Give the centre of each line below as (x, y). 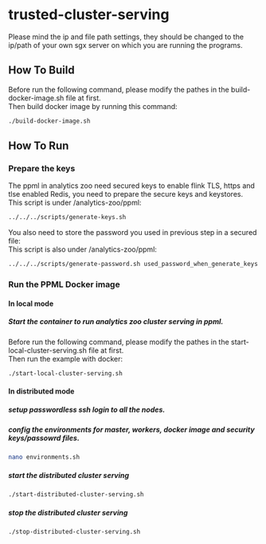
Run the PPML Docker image (65, 284)
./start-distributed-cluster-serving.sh (76, 495)
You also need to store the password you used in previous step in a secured (133, 233)
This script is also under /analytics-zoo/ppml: (83, 249)
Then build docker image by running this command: (93, 106)
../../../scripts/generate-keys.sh (67, 217)
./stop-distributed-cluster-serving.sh (74, 532)
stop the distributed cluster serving (68, 512)
